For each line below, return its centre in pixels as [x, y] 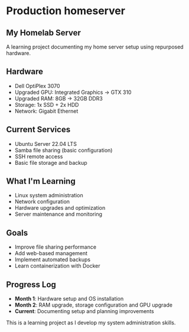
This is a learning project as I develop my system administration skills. [91, 323]
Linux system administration [49, 196]
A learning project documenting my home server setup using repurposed [95, 47]
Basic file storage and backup [51, 162]
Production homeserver [66, 11]
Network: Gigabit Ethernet [46, 111]
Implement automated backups [52, 260]
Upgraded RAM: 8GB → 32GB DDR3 [59, 98]
